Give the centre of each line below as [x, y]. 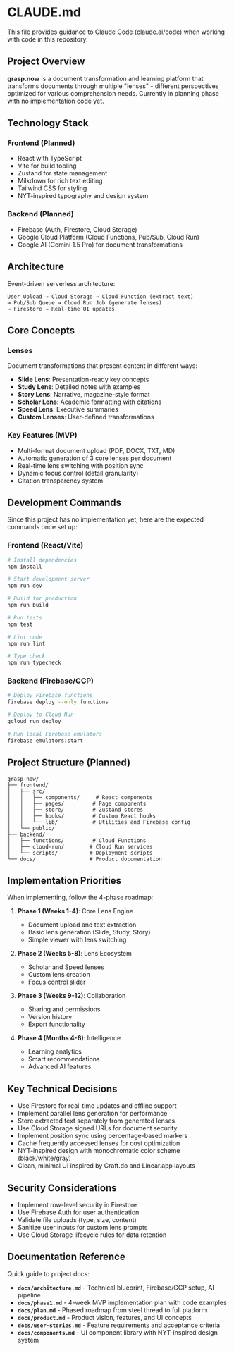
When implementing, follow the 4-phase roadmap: [80, 897]
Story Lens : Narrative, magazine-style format [84, 395]
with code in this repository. [48, 39]
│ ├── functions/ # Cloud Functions [77, 840]
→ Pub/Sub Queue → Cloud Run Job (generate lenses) [85, 303]
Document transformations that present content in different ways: [103, 366]
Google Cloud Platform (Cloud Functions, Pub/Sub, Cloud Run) [108, 237]
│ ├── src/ [26, 791]
